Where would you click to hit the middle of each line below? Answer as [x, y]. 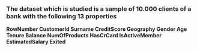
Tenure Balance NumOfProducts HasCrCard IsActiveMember [84, 36]
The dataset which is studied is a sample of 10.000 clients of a [99, 9]
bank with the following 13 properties [62, 16]
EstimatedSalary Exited [36, 42]
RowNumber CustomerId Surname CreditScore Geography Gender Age [97, 29]
